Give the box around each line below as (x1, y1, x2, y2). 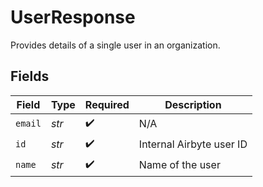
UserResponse (10, 6, 136, 29)
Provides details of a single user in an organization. (10, 39, 221, 51)
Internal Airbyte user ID (138, 137, 248, 151)
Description (164, 97, 222, 111)
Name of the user (138, 158, 221, 172)
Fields (10, 68, 50, 85)
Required (84, 97, 130, 111)
